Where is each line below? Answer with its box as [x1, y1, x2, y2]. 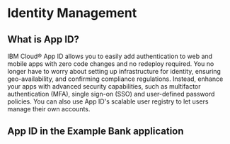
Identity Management [7, 5, 137, 21]
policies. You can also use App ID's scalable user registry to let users [7, 97, 209, 106]
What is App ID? [7, 33, 80, 45]
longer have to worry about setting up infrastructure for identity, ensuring [7, 67, 222, 75]
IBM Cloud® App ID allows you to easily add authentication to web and [7, 52, 213, 60]
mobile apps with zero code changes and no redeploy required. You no [7, 60, 214, 68]
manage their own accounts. [7, 105, 91, 113]
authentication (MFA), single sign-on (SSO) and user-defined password [7, 90, 215, 98]
